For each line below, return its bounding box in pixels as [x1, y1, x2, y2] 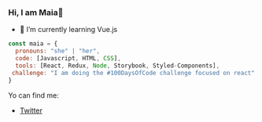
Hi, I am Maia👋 [8, 7, 64, 18]
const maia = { [8, 40, 58, 48]
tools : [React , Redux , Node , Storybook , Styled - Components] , [15, 62, 220, 70]
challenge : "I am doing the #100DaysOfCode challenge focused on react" [11, 69, 256, 77]
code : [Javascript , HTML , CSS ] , [15, 55, 122, 63]
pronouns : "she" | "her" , [15, 47, 101, 56]
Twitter [19, 106, 43, 115]
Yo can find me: [8, 90, 59, 100]
